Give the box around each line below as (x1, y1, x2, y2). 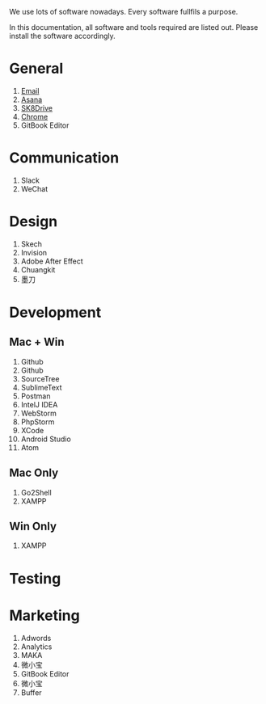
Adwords (20, 633, 52, 643)
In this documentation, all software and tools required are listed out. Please (9, 23, 259, 32)
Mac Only (9, 466, 59, 480)
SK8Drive (20, 103, 53, 112)
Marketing (9, 606, 80, 625)
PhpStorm (20, 416, 55, 427)
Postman (20, 391, 51, 401)
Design (9, 213, 58, 231)
